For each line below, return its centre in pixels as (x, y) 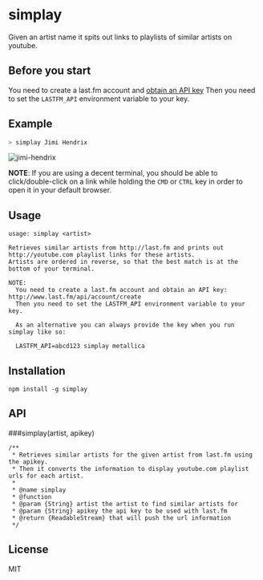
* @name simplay (39, 490)
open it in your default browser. (60, 190)
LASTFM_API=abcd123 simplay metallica (81, 347)
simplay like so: (37, 332)
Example (30, 124)
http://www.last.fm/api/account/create (75, 297)
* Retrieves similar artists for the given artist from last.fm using (132, 455)
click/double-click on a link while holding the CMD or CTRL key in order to (125, 181)
